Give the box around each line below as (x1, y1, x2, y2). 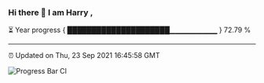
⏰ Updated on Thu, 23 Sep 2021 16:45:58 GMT (8, 51, 160, 60)
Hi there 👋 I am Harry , (8, 7, 93, 18)
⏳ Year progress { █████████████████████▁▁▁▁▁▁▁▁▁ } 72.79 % (8, 25, 251, 34)
